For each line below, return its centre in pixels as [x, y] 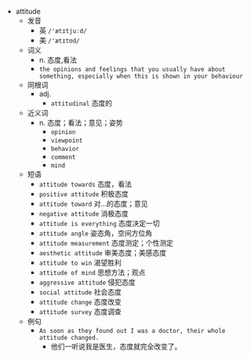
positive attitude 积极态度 [84, 194]
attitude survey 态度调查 [80, 312]
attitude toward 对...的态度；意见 [93, 204]
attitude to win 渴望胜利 [80, 263]
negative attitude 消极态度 [84, 214]
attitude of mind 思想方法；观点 [92, 272]
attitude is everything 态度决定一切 [99, 223]
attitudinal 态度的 [81, 103]
